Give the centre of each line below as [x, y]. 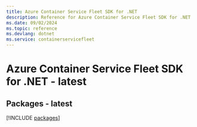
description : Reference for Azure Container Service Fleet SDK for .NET [98, 17]
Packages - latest [39, 103]
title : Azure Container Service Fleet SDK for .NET [72, 12]
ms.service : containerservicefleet [50, 39]
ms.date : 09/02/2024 [32, 23]
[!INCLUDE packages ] [33, 118]
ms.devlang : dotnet [30, 34]
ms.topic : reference [32, 28]
